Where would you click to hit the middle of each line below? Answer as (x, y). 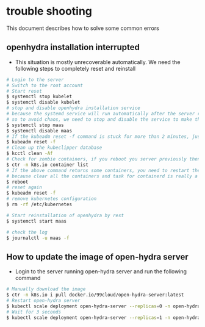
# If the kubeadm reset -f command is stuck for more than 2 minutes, (98, 136)
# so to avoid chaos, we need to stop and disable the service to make (99, 119)
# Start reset (24, 91)
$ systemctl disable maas (39, 131)
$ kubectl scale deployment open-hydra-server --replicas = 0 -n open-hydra (103, 306)
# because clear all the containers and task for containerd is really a (102, 176)
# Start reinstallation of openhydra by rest (65, 215)
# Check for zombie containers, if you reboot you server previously (97, 159)
